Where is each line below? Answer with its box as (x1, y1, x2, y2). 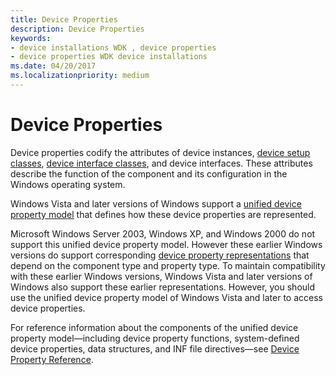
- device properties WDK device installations (10, 52, 208, 62)
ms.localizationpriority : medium (10, 71, 150, 81)
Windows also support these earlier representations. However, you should (10, 281, 316, 293)
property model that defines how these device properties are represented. (10, 208, 317, 220)
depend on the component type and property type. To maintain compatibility (10, 259, 326, 271)
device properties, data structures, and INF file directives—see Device (10, 342, 300, 355)
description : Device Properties (10, 24, 145, 34)
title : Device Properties (10, 14, 118, 25)
